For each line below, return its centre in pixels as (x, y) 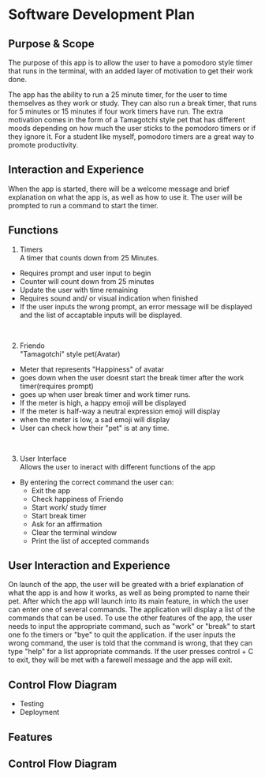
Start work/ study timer (69, 507)
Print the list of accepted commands (90, 540)
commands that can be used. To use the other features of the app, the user (130, 618)
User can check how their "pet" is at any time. (94, 428)
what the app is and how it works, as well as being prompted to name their (129, 593)
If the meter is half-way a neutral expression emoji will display (120, 411)
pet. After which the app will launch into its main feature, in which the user (129, 601)
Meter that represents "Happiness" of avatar (91, 369)
